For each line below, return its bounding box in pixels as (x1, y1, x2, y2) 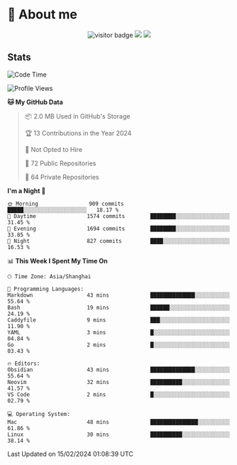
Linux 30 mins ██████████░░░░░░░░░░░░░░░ (7, 431, 231, 438)
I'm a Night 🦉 (7, 186, 46, 195)
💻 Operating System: (7, 410, 71, 417)
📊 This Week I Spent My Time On (7, 256, 108, 265)
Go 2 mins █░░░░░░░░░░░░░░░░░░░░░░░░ (7, 341, 231, 349)
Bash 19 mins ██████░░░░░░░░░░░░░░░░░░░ (7, 304, 231, 311)
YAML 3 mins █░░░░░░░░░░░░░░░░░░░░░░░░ (7, 329, 231, 336)
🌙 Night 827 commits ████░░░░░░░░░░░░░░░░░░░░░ (7, 237, 231, 244)
